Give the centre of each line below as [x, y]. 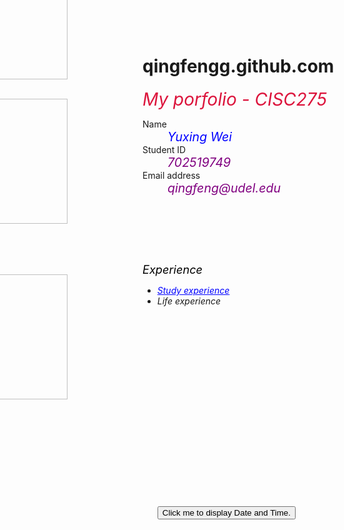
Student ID [164, 149]
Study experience [193, 290]
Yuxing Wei [200, 136]
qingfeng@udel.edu [224, 188]
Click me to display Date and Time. [226, 512]
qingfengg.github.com [238, 66]
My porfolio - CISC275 [235, 99]
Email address [171, 175]
